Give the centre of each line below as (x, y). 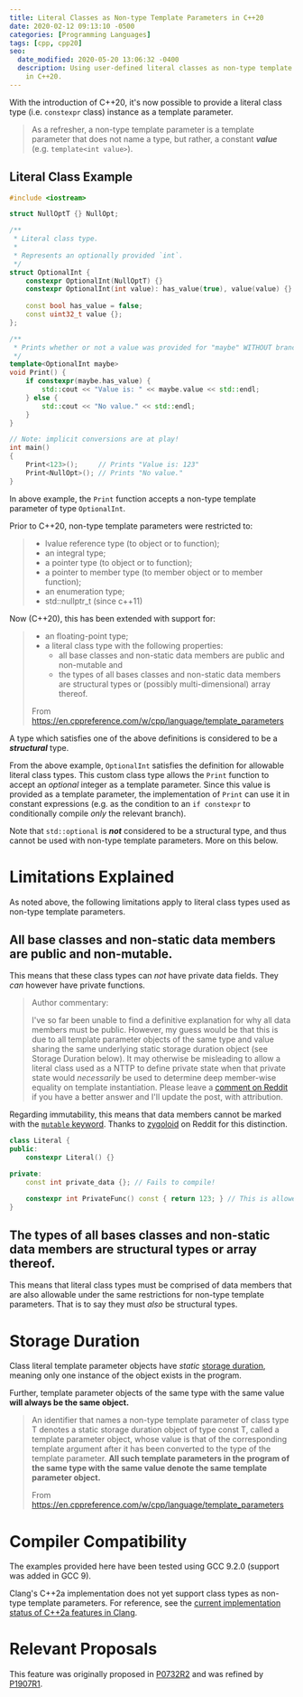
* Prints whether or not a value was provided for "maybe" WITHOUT (142, 347)
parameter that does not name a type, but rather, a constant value (154, 139)
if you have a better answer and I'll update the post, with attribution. (157, 1097)
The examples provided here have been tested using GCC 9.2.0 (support (144, 1566)
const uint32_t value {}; (74, 314)
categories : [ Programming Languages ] (80, 34)
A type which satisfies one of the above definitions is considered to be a (143, 738)
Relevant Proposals (83, 1649)
